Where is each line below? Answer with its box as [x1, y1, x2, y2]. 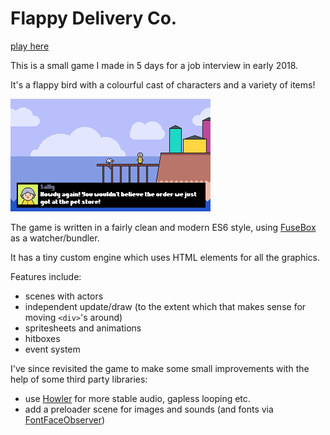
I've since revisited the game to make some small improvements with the [10, 362, 310, 374]
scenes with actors [24, 290, 104, 302]
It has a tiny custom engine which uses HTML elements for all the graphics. [10, 251, 320, 263]
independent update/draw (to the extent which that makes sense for [24, 300, 307, 312]
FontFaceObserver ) [24, 413, 106, 426]
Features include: [10, 270, 82, 282]
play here [10, 40, 50, 52]
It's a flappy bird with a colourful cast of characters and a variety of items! [10, 78, 316, 91]
